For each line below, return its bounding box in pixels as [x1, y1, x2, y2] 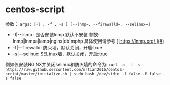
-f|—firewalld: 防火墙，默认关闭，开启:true [12, 44, 102, 50]
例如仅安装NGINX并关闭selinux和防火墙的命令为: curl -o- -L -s [5, 61, 141, 67]
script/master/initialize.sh [5, 71, 67, 76]
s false [5, 76, 22, 81]
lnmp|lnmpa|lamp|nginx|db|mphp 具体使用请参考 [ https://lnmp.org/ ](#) [12, 38, 164, 44]
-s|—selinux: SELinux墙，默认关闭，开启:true [12, 51, 108, 57]
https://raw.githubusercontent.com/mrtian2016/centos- [5, 67, 125, 72]
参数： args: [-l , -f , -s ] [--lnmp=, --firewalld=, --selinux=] [5, 21, 151, 27]
